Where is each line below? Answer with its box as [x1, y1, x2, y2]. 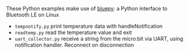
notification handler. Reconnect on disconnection [14, 41, 134, 48]
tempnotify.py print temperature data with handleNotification [14, 23, 163, 29]
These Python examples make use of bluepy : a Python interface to [6, 5, 168, 12]
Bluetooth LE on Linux [6, 11, 59, 18]
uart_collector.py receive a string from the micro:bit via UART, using [14, 35, 184, 42]
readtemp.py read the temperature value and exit [14, 29, 132, 36]
